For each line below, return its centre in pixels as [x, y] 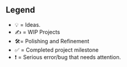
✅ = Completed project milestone [56, 50]
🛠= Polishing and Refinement [52, 41]
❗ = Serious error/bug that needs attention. [68, 57]
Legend [20, 10]
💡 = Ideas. [27, 24]
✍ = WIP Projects [37, 32]
